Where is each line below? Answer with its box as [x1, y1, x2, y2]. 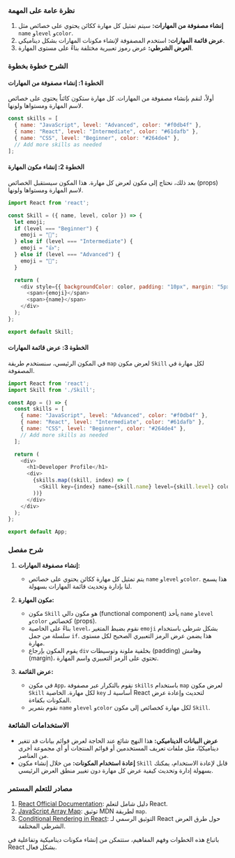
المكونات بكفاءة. [28, 696, 72, 704]
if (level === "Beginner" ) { [14, 225, 99, 232]
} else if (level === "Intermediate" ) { [14, 238, 133, 245]
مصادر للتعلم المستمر [8, 783, 73, 793]
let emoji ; [14, 218, 46, 225]
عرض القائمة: [17, 667, 54, 675]
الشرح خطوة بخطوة [8, 62, 68, 71]
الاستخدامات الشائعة [8, 720, 69, 730]
